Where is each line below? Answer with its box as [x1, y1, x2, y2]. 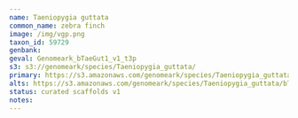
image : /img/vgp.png [9, 29, 86, 38]
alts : [9, 79, 29, 88]
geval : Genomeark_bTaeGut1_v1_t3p [9, 54, 137, 63]
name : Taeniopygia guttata [9, 12, 109, 22]
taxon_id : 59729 [9, 37, 69, 47]
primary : [9, 71, 42, 80]
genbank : [9, 46, 42, 55]
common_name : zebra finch [9, 21, 105, 30]
